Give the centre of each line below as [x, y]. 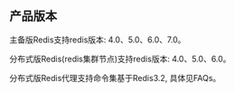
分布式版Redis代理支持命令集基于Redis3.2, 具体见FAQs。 [115, 78]
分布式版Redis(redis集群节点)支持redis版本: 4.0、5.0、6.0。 [120, 59]
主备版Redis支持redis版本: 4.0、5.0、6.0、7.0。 [98, 40]
